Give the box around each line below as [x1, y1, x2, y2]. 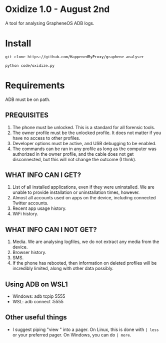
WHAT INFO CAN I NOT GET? [5, 225, 97, 234]
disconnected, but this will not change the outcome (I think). [12, 156, 136, 162]
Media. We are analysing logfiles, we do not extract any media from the [12, 239, 159, 245]
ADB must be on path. [5, 96, 51, 102]
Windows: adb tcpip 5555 [12, 293, 65, 299]
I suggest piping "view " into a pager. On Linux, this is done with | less [12, 326, 159, 332]
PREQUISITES [5, 111, 48, 120]
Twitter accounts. [12, 200, 48, 206]
